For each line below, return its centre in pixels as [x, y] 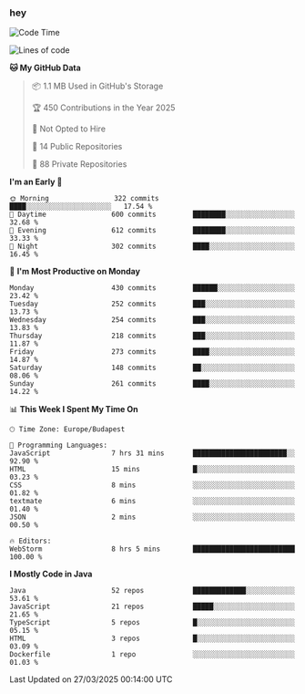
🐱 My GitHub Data [46, 68]
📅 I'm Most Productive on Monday [75, 272]
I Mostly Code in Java [51, 574]
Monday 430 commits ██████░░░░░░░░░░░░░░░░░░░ [152, 288]
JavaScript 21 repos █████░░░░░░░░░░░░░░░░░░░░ [152, 607]
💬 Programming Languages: [58, 445]
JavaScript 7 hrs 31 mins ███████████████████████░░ [152, 453]
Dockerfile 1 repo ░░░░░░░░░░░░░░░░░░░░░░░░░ [152, 655]
